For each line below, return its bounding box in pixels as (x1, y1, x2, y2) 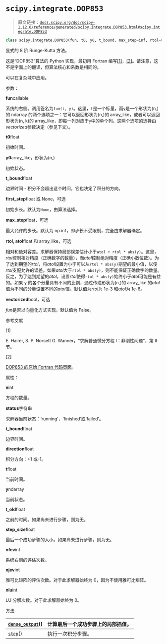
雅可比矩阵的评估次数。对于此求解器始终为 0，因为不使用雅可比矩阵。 (5, 577, 149, 583)
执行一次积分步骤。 (47, 630, 92, 637)
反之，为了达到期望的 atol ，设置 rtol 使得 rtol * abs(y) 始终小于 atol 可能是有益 (5, 273, 161, 279)
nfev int (5, 546, 20, 552)
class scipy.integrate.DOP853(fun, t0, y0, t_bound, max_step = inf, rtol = (5, 38, 162, 43)
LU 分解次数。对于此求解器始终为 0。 (5, 597, 82, 603)
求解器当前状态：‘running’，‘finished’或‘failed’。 (5, 416, 104, 422)
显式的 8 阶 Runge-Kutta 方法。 (5, 47, 70, 53)
